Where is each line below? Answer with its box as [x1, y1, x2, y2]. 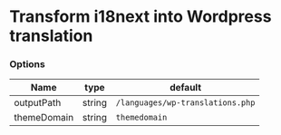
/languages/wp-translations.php [115, 98, 256, 108]
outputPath [14, 97, 62, 110]
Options [9, 58, 45, 71]
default [169, 82, 202, 94]
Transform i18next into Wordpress [9, 6, 272, 27]
